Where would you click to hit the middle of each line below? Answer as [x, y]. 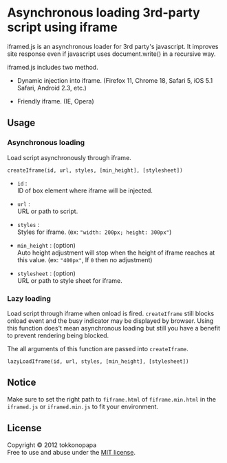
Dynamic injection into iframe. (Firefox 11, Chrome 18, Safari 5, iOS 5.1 [115, 80]
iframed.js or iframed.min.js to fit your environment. [83, 406]
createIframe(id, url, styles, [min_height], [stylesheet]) [95, 170]
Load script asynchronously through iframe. [69, 157]
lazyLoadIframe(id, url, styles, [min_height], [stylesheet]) [98, 361]
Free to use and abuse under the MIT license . [72, 452]
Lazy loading [29, 298]
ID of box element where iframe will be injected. [85, 190]
